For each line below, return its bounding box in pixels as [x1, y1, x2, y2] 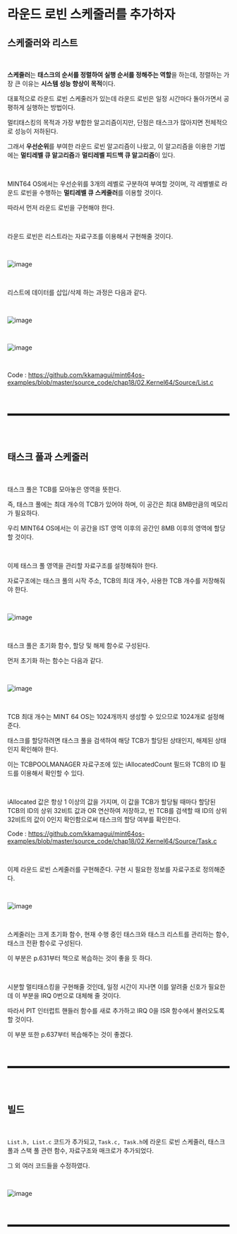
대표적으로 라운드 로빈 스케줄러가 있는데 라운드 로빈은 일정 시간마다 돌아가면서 [7, 95, 222, 102]
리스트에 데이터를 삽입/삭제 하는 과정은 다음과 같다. [7, 288, 147, 297]
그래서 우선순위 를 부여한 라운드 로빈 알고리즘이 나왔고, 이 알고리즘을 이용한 [7, 142, 213, 150]
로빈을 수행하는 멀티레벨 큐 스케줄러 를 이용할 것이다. [20, 189, 164, 196]
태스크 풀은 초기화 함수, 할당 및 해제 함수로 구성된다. [7, 641, 150, 650]
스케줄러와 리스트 [7, 37, 78, 49]
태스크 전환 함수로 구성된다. [7, 939, 83, 947]
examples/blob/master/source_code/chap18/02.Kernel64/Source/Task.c [7, 836, 217, 845]
